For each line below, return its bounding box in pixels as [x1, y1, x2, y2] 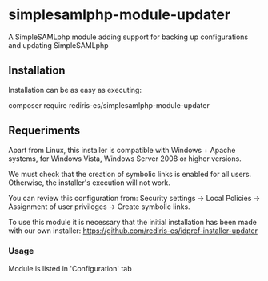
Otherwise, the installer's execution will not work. [8, 178, 170, 187]
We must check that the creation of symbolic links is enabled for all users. [8, 169, 252, 179]
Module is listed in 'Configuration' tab [8, 263, 132, 273]
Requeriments [8, 124, 81, 138]
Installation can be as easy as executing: [8, 85, 142, 94]
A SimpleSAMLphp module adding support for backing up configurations [8, 32, 249, 42]
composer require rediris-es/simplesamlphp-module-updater [8, 100, 210, 110]
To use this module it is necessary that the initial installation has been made [8, 217, 258, 227]
